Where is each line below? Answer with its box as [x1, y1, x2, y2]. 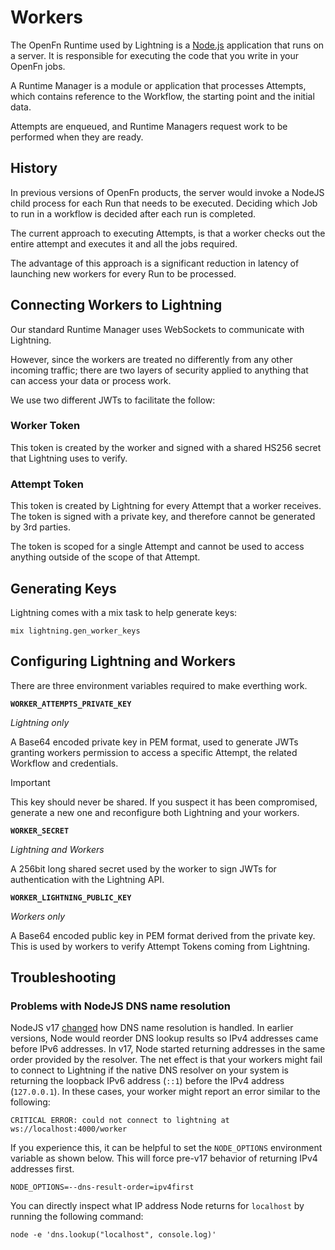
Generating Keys [10, 580, 117, 597]
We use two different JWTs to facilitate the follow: [10, 394, 216, 406]
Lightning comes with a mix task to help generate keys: [10, 606, 238, 618]
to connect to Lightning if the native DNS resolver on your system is [10, 1064, 289, 1076]
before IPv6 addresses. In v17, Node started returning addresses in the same [10, 1043, 326, 1055]
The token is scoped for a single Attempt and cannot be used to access [10, 541, 305, 553]
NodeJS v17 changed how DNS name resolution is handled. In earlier [10, 1022, 294, 1034]
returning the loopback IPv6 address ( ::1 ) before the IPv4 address [10, 1075, 285, 1087]
